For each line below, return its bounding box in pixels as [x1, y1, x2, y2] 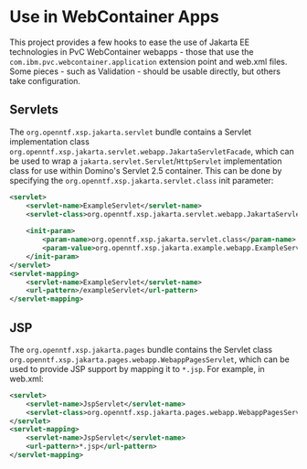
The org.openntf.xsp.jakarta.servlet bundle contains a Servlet [9, 126, 252, 137]
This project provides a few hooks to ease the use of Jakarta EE [9, 37, 249, 48]
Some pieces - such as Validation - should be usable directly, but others [9, 66, 281, 77]
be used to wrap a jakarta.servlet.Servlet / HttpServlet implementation [9, 155, 282, 166]
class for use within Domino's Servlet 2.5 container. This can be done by [9, 165, 282, 176]
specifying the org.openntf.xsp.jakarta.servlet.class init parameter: [9, 175, 274, 186]
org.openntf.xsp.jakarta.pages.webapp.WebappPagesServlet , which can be [9, 354, 290, 365]
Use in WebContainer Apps [9, 6, 219, 27]
